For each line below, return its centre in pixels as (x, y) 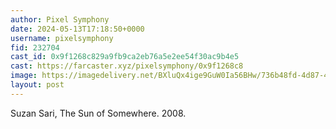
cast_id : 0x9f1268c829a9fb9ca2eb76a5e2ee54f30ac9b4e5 (125, 57)
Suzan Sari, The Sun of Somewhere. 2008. (98, 113)
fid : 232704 (35, 47)
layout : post (37, 85)
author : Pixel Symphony (60, 19)
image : (24, 76)
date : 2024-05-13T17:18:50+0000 (77, 29)
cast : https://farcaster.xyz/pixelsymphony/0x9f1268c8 (127, 66)
